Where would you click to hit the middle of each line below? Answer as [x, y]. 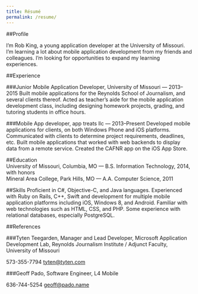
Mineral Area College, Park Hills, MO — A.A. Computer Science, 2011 [90, 179]
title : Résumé [24, 11]
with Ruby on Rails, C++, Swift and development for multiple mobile [88, 196]
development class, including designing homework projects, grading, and [95, 105]
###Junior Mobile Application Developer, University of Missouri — [87, 87]
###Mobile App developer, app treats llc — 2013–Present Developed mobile [98, 123]
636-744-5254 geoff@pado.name [48, 285]
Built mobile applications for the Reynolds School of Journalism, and [102, 93]
